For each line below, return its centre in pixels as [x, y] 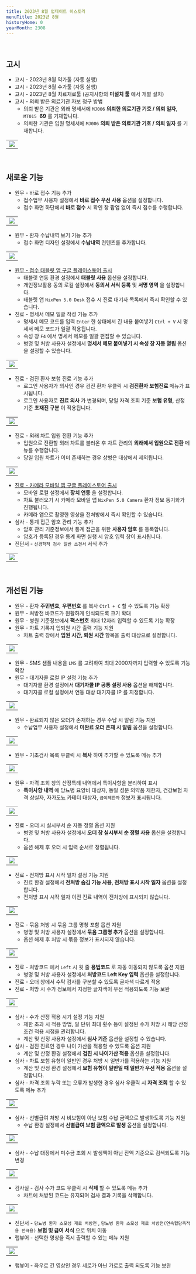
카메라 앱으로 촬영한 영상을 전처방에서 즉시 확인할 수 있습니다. [93, 514]
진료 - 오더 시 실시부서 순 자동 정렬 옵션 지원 [65, 825]
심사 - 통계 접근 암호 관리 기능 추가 [54, 522]
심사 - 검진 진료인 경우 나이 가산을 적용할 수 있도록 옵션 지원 [82, 1046]
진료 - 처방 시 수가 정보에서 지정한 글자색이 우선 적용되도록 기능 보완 [92, 989]
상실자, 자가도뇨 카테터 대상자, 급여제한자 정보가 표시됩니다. [96, 797]
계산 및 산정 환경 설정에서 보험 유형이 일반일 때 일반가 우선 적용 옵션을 [102, 1068]
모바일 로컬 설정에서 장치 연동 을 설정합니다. [73, 493]
